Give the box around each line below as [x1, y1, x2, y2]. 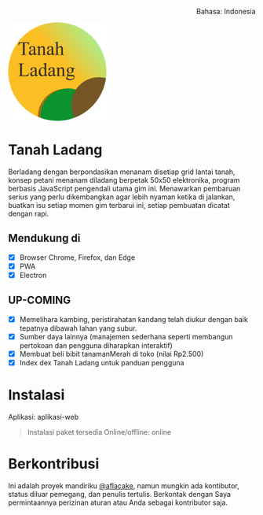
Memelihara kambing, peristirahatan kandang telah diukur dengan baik [19, 314, 249, 324]
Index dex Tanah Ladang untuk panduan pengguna [19, 358, 184, 367]
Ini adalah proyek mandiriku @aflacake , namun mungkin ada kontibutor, [8, 480, 239, 491]
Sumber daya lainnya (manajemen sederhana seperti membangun [19, 332, 233, 341]
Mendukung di [8, 232, 81, 245]
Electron [19, 270, 47, 280]
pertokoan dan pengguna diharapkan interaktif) [19, 340, 173, 350]
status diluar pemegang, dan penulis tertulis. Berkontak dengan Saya [8, 489, 232, 498]
